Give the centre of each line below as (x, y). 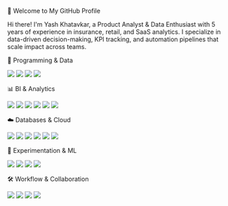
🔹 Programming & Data (40, 60)
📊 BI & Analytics (31, 89)
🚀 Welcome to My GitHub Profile (54, 11)
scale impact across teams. (47, 47)
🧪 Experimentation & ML (42, 150)
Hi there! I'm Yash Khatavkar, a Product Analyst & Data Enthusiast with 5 (112, 24)
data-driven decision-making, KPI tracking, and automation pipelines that (113, 39)
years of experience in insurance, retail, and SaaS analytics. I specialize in (114, 32)
